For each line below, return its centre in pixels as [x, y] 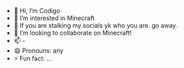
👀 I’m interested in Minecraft [54, 18]
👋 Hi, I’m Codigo [37, 11]
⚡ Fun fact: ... [33, 58]
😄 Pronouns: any [39, 51]
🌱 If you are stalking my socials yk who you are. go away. [95, 25]
